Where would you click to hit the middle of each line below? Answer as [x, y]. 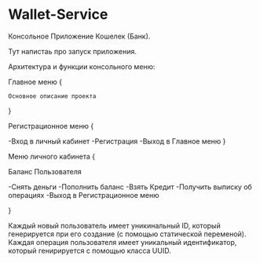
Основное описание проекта [52, 96]
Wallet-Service [58, 15]
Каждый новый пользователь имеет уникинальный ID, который [115, 225]
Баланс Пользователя [45, 171]
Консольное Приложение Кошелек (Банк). [79, 36]
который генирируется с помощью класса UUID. [90, 250]
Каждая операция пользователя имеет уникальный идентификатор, [123, 242]
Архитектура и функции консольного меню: [82, 66]
